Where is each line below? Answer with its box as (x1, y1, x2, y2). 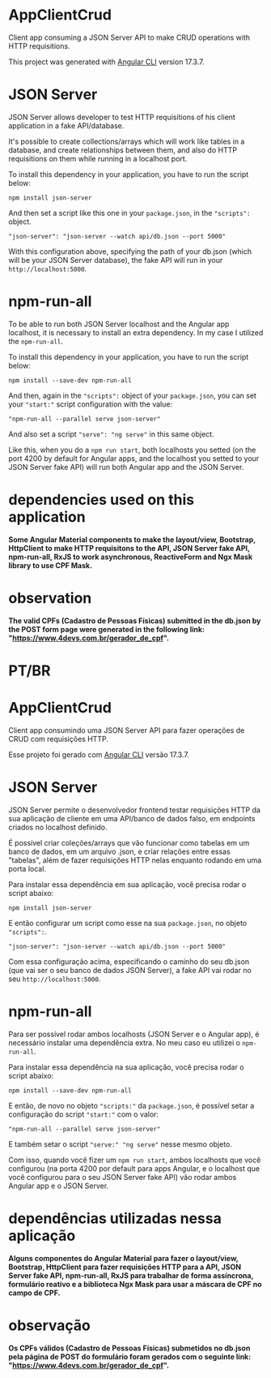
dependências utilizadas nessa (8, 1209, 222, 1227)
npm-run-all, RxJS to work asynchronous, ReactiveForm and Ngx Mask (8, 552, 253, 562)
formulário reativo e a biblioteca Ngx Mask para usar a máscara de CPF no (8, 1279, 262, 1289)
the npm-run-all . (8, 336, 63, 346)
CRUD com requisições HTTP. (8, 734, 109, 743)
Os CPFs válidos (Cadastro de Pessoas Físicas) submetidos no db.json (8, 1343, 251, 1353)
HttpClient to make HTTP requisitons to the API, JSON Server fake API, (8, 543, 251, 553)
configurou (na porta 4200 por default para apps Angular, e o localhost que (8, 1163, 260, 1173)
